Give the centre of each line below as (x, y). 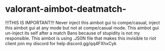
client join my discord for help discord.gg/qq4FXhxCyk (61, 43)
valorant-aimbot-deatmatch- (66, 9)
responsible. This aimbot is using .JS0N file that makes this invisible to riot (81, 38)
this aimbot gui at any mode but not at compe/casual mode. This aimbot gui (82, 27)
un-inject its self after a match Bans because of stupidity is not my (73, 33)
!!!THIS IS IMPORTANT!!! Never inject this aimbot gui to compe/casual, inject (82, 23)
